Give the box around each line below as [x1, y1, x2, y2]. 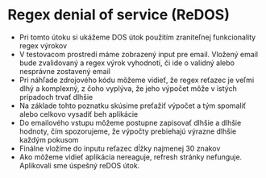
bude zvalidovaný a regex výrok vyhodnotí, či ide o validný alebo [19, 58, 235, 68]
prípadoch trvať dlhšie [19, 92, 94, 101]
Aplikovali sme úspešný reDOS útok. [19, 160, 140, 170]
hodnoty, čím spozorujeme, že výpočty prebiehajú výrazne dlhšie [19, 126, 237, 136]
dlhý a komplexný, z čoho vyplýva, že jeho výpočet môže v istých [19, 83, 237, 93]
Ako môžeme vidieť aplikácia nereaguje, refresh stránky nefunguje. [19, 151, 243, 162]
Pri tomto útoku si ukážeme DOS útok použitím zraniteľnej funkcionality [19, 32, 256, 42]
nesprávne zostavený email [19, 66, 110, 76]
